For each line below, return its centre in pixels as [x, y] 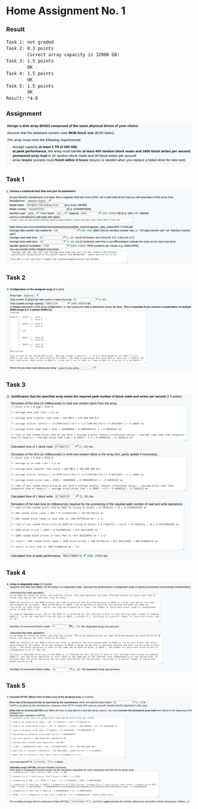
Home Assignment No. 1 [66, 11]
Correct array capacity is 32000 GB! [73, 55]
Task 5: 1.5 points [30, 86]
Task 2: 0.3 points [30, 48]
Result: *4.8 [22, 99]
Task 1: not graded [30, 43]
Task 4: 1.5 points [30, 73]
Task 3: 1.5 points [30, 61]
